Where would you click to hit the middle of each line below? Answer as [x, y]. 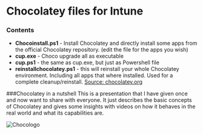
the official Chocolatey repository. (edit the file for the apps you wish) [102, 50]
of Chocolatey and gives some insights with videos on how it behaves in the [101, 107]
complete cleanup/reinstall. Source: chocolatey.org [79, 82]
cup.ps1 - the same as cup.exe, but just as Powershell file [87, 62]
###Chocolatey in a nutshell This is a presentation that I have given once [97, 94]
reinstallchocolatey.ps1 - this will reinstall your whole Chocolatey [97, 69]
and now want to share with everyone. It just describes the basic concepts [99, 100]
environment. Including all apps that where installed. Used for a [94, 75]
